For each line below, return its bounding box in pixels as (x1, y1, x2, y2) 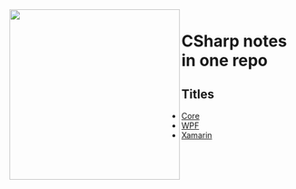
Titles (181, 86, 215, 102)
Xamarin (181, 130, 212, 140)
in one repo (181, 50, 268, 71)
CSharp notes (181, 31, 288, 52)
